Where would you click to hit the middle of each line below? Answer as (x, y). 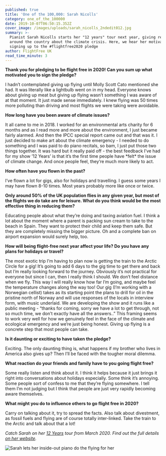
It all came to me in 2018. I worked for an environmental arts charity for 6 (79, 125)
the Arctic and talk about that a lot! (40, 424)
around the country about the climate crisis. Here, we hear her (78, 42)
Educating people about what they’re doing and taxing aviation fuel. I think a (83, 216)
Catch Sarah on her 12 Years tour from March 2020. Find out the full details (82, 433)
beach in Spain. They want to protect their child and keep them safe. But (79, 226)
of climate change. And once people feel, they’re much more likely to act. (80, 162)
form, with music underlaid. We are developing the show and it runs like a (80, 303)
